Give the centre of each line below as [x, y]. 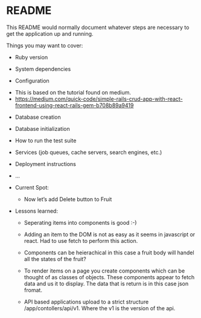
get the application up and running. [50, 33]
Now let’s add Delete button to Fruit [68, 199]
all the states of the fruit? [55, 259]
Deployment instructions [46, 164]
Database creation [38, 117]
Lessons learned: [37, 211]
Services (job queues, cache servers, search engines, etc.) [88, 152]
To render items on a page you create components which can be [104, 271]
